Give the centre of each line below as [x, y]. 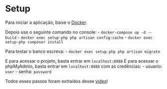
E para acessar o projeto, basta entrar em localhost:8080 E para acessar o [82, 61]
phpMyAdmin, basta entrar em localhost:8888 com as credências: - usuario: [84, 66]
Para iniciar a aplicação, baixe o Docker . [46, 22]
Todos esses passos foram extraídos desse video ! [57, 81]
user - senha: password [28, 71]
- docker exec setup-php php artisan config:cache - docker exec [85, 37]
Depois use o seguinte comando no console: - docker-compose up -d [76, 32]
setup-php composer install [34, 42]
